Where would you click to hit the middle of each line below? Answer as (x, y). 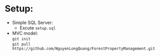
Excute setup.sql (38, 27)
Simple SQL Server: (32, 22)
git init (21, 39)
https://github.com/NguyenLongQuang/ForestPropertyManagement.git (84, 48)
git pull (21, 44)
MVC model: (25, 33)
